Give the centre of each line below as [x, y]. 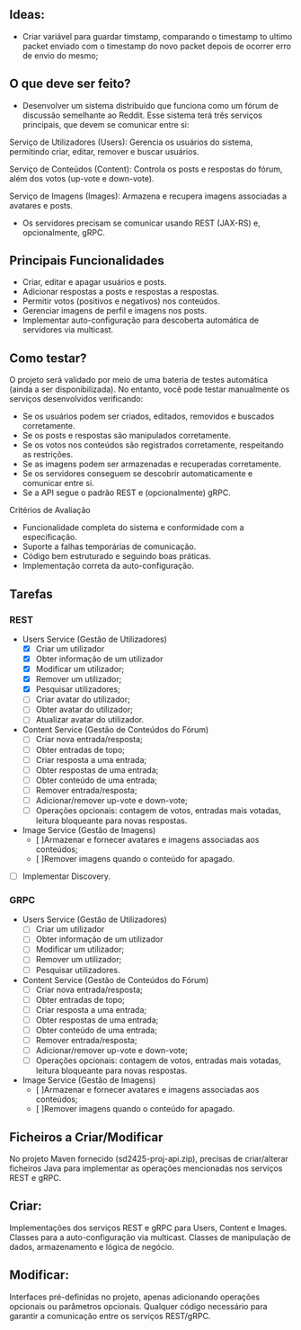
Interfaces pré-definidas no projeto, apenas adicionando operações [135, 1297]
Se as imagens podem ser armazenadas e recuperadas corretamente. [151, 464]
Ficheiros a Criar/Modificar [86, 1137]
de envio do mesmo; [60, 55]
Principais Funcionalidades [87, 261]
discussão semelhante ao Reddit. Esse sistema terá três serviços [142, 115]
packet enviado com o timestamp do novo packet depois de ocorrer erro [157, 46]
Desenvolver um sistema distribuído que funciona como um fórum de [150, 105]
